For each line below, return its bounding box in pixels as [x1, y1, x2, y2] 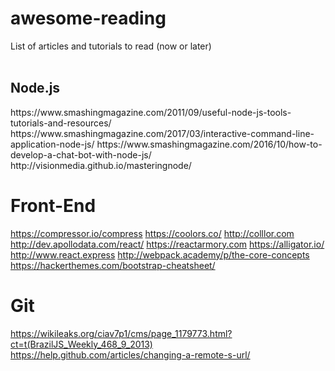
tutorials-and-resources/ [10, 117, 112, 129]
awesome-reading [10, 7, 167, 30]
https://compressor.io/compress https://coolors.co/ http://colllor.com [10, 227, 295, 239]
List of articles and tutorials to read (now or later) [10, 40, 212, 52]
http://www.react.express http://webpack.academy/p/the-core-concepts [10, 248, 310, 261]
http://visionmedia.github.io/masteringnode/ [10, 159, 192, 171]
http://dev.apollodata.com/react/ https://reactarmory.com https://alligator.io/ [10, 238, 325, 250]
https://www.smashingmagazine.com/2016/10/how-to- [96, 138, 323, 150]
